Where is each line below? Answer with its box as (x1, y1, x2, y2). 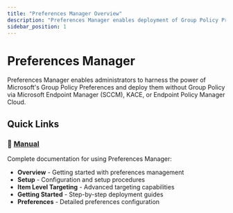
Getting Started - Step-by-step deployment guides (17, 190, 164, 198)
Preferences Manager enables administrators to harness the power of (7, 76, 207, 84)
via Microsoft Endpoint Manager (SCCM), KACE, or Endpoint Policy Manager (7, 91, 225, 99)
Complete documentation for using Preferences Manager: (7, 155, 172, 163)
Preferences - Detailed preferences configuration (17, 198, 160, 205)
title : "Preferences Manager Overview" (7, 10, 123, 17)
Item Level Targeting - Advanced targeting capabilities (17, 183, 175, 191)
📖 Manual (7, 139, 40, 148)
